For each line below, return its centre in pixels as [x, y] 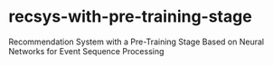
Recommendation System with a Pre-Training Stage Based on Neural [136, 42]
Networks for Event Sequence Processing [86, 51]
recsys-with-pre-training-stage [130, 17]
